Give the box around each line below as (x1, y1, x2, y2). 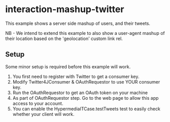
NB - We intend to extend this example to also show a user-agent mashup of (5, 30, 165, 36)
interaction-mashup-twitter (5, 4, 124, 15)
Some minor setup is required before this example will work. (5, 63, 131, 69)
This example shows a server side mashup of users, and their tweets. (5, 20, 151, 26)
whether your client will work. (12, 111, 75, 117)
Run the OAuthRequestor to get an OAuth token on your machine (12, 90, 148, 96)
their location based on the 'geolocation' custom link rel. (5, 35, 123, 42)
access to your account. (12, 100, 63, 106)
